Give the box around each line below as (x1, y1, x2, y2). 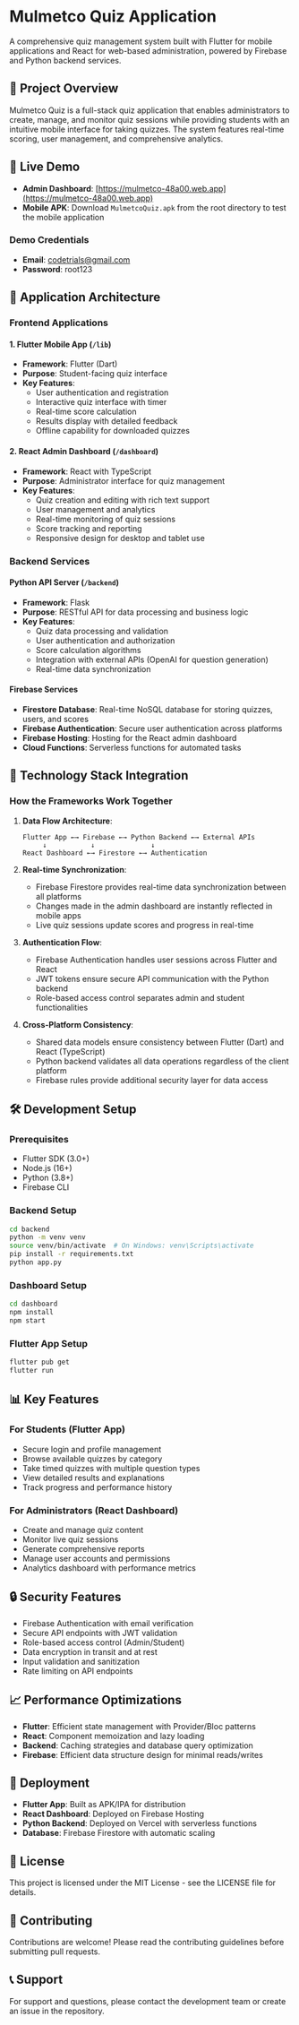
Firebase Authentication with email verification (21, 1617, 194, 1628)
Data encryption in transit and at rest (21, 1646, 158, 1657)
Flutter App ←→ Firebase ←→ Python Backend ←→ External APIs (21, 832, 256, 841)
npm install (9, 1308, 54, 1317)
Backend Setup (9, 1204, 78, 1217)
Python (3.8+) (21, 1172, 74, 1184)
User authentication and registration (35, 387, 169, 398)
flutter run (9, 1366, 54, 1375)
